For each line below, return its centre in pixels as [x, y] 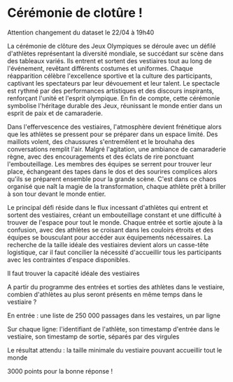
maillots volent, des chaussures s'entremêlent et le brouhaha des [101, 141]
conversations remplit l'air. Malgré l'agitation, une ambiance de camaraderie [116, 149]
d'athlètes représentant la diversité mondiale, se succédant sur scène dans [115, 53]
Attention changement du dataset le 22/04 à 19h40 [81, 32]
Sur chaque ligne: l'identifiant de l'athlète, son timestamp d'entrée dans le [114, 329]
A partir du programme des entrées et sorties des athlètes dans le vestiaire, [116, 286]
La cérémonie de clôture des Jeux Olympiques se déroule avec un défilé [112, 46]
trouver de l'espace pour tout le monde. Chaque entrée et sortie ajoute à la [115, 222]
